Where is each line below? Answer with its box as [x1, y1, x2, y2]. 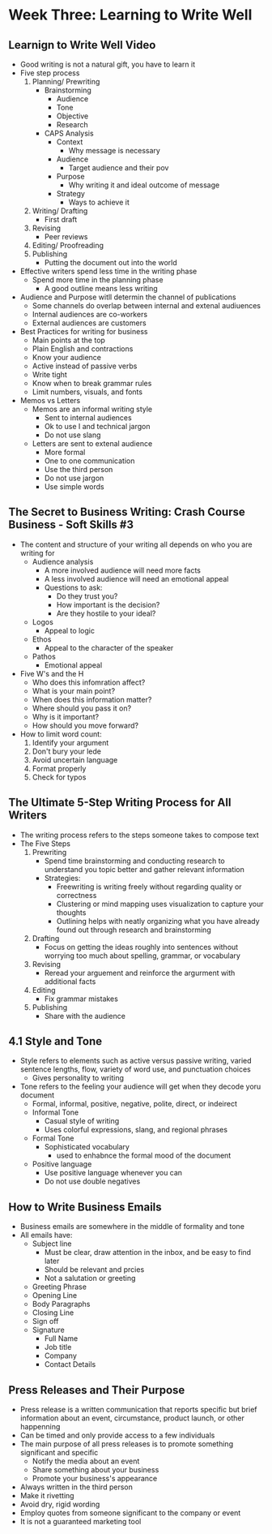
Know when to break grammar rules [32, 379, 152, 388]
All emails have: [19, 1231, 73, 1240]
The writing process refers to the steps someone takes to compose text [19, 830, 259, 840]
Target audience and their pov [68, 163, 169, 172]
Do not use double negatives [44, 1176, 141, 1186]
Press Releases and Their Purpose [8, 1383, 185, 1397]
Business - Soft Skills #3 [8, 518, 134, 532]
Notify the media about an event [32, 1456, 140, 1466]
